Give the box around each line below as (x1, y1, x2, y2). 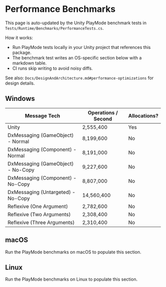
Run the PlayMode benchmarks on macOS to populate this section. (5, 249, 142, 255)
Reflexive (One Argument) (7, 203, 68, 210)
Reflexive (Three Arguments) (7, 219, 75, 226)
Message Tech (24, 112, 60, 119)
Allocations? (128, 112, 159, 119)
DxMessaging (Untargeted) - (7, 189, 76, 195)
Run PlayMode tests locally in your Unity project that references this (12, 44, 151, 50)
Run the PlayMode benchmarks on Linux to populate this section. (5, 276, 138, 283)
